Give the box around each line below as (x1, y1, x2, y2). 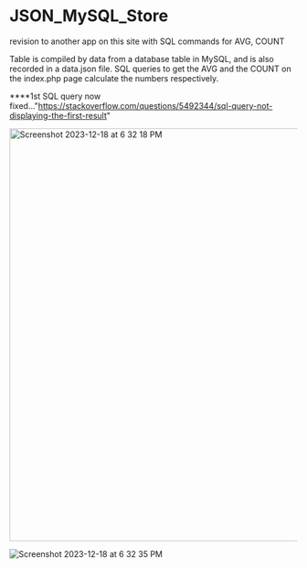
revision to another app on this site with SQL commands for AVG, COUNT (9, 36, 285, 47)
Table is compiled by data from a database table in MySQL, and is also (9, 53, 274, 64)
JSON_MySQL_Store (9, 5, 169, 27)
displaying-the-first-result (9, 110, 108, 121)
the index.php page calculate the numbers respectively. (9, 72, 219, 83)
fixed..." (9, 100, 39, 111)
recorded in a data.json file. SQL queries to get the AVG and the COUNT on (9, 63, 291, 74)
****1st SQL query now (9, 91, 101, 102)
